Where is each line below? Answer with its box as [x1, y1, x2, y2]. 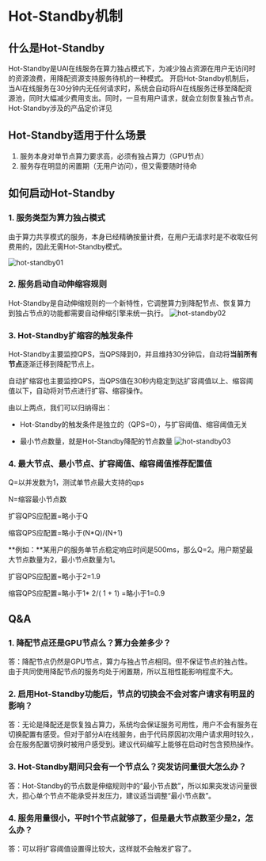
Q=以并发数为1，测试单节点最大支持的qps [8, 478, 145, 487]
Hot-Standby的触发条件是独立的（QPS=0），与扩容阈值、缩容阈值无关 [19, 420, 248, 429]
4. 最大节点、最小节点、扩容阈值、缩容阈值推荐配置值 [8, 459, 212, 470]
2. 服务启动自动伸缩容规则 [8, 279, 108, 290]
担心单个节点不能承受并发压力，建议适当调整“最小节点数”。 [21, 791, 216, 800]
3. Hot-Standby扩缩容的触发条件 [8, 330, 134, 341]
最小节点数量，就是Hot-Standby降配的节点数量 [19, 436, 173, 446]
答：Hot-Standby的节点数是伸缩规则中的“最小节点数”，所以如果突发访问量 [8, 781, 251, 791]
